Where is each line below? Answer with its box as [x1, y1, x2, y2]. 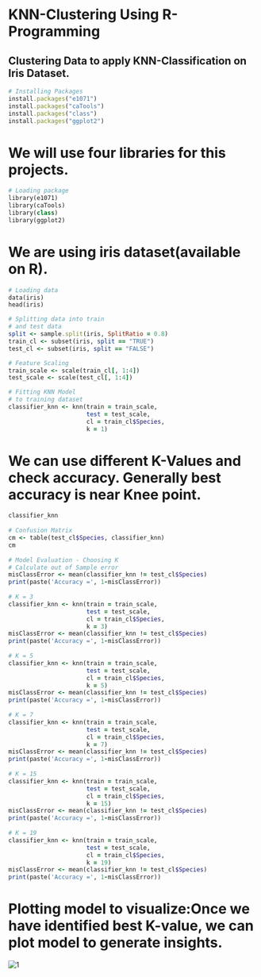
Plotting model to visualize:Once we [8, 900, 250, 918]
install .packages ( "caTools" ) [8, 102, 105, 110]
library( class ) [8, 209, 59, 217]
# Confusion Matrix [8, 526, 73, 535]
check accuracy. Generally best [8, 468, 222, 487]
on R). [8, 260, 48, 278]
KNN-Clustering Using [8, 6, 159, 24]
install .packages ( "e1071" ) [8, 94, 98, 102]
